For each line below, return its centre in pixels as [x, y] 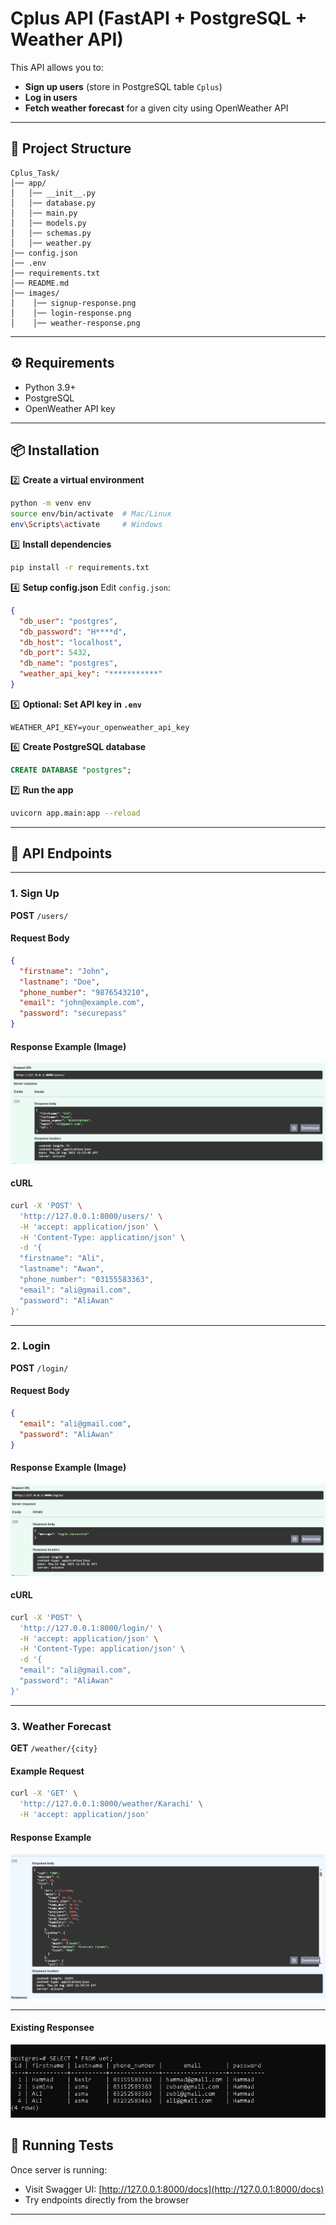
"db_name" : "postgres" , [68, 663]
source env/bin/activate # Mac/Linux [91, 514]
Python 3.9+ [50, 387]
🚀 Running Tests [62, 2145]
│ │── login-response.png [71, 313]
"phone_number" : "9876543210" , [84, 992]
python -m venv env [51, 503]
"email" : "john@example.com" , [82, 1003]
